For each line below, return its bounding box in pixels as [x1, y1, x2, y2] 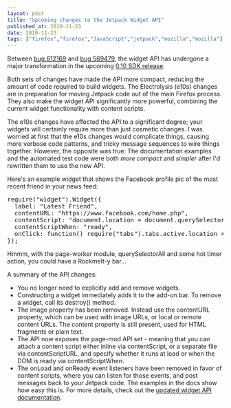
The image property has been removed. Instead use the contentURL [16, 305, 210, 314]
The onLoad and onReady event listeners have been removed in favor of [16, 364, 222, 372]
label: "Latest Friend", [14, 202, 98, 211]
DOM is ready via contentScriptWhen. [16, 357, 125, 365]
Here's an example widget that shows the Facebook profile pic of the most [7, 175, 219, 183]
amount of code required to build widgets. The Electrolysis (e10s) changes [7, 83, 218, 91]
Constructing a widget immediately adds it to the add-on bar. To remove [16, 291, 221, 299]
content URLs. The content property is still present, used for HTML [16, 321, 206, 329]
